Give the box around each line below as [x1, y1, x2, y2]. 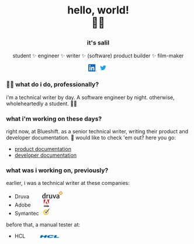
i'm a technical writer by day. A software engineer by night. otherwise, [6, 94, 175, 101]
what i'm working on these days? [6, 115, 102, 123]
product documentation [14, 146, 72, 153]
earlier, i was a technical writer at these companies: [6, 180, 130, 187]
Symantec [14, 210, 39, 217]
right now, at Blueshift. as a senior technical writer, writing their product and [6, 128, 189, 135]
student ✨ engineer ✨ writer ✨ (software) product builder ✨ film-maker [12, 52, 184, 59]
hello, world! [67, 4, 130, 17]
